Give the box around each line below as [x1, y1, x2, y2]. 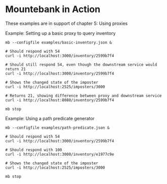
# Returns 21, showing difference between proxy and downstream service [5, 93, 162, 98]
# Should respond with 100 [5, 147, 62, 153]
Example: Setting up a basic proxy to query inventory [5, 30, 116, 36]
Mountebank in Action [5, 4, 101, 15]
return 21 [5, 66, 26, 71]
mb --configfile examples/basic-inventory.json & [5, 40, 112, 45]
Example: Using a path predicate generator [5, 115, 95, 121]
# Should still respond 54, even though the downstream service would [5, 62, 157, 67]
